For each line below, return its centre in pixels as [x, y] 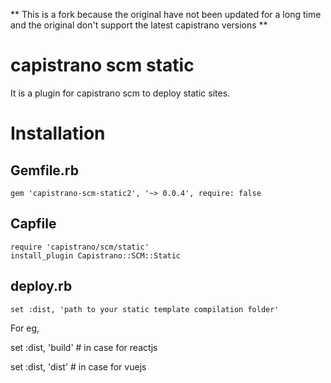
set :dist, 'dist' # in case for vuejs [78, 366]
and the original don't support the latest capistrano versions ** [139, 25]
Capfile [33, 224]
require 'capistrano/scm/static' [80, 247]
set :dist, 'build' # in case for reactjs [84, 347]
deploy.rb [41, 286]
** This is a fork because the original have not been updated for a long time [166, 14]
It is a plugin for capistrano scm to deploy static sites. [120, 93]
